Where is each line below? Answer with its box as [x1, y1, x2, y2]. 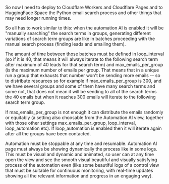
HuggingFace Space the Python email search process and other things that [5, 10, 161, 16]
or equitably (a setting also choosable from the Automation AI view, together [5, 115, 164, 121]
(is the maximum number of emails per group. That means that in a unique [5, 67, 159, 73]
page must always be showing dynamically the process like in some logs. [5, 146, 157, 152]
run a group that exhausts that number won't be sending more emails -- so [5, 72, 160, 78]
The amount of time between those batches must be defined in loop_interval [5, 51, 164, 57]
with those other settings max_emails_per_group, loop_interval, [5, 120, 136, 126]
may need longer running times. [5, 15, 72, 21]
